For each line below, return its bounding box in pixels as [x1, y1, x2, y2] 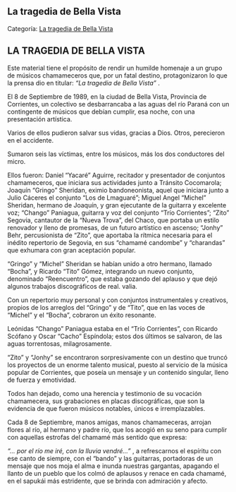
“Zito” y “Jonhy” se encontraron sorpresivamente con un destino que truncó [7, 353, 228, 361]
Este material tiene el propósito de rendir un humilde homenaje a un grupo [7, 64, 223, 72]
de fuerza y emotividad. [7, 376, 76, 384]
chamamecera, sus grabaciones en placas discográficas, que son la [7, 397, 205, 405]
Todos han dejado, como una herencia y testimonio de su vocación [7, 389, 202, 397]
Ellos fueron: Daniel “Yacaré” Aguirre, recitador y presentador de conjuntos [7, 171, 225, 179]
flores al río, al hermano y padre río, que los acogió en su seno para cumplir [7, 425, 228, 433]
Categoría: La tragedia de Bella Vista [7, 24, 113, 32]
